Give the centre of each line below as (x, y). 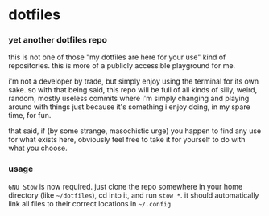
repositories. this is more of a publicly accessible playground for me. (122, 66)
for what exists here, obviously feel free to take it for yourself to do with (127, 140)
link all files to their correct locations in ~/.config (90, 203)
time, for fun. (30, 116)
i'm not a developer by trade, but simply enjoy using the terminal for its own (134, 81)
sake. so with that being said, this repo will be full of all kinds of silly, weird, (133, 90)
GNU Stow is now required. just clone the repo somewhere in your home (126, 186)
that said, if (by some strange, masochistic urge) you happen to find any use (135, 131)
